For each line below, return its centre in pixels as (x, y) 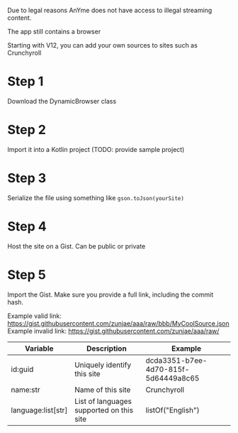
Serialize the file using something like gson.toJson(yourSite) (96, 197)
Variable (39, 349)
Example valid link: (34, 316)
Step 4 (27, 226)
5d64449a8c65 (172, 378)
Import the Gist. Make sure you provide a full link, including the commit (110, 295)
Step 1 (25, 82)
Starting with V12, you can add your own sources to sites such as (103, 45)
